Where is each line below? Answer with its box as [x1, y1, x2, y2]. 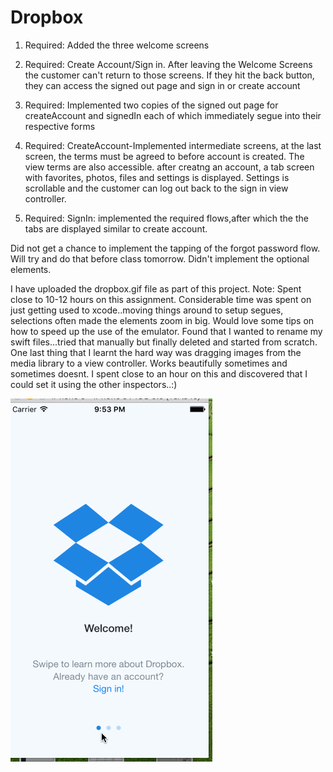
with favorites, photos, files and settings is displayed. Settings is [24, 171, 290, 183]
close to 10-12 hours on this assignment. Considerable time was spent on [10, 293, 312, 305]
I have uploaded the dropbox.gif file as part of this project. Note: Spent [10, 282, 302, 295]
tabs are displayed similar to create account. [24, 222, 208, 235]
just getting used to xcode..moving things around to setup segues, [10, 304, 284, 316]
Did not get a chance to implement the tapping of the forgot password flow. [10, 242, 321, 254]
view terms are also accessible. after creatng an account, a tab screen [24, 161, 315, 173]
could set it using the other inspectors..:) [10, 378, 178, 390]
